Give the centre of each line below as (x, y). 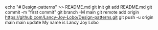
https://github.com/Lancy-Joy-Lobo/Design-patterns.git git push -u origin (79, 17)
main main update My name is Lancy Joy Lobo (52, 22)
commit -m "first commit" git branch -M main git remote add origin (72, 12)
